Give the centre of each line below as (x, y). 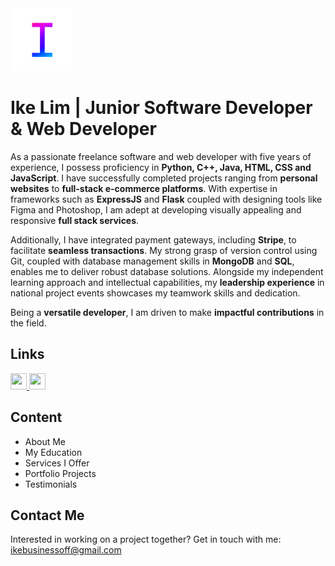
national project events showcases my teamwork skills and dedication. (155, 293)
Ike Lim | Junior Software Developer (161, 108)
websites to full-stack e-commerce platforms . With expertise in (144, 188)
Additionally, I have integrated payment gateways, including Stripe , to (153, 239)
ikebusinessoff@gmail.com (66, 550)
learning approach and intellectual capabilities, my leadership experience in (167, 282)
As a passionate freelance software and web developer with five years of (161, 156)
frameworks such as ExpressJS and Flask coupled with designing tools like (166, 199)
